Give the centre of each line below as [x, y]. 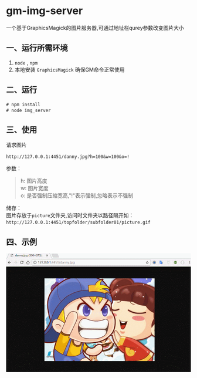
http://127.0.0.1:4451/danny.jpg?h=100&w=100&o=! [68, 157]
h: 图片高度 [34, 181]
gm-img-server [45, 11]
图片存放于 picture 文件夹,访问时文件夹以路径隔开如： [70, 215]
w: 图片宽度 [34, 188]
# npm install [23, 104]
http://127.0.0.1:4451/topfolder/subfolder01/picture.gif [78, 222]
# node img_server [28, 110]
